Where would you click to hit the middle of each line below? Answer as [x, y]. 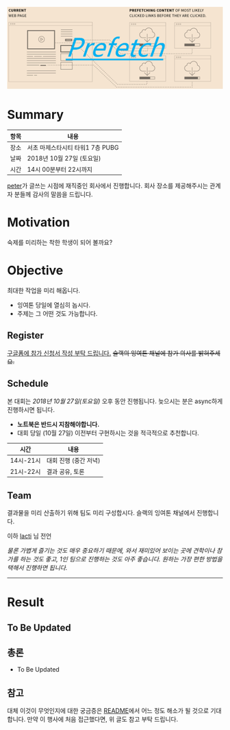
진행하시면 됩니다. [31, 409]
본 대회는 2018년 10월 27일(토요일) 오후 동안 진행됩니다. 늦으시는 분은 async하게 [115, 401]
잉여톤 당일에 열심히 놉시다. [54, 305]
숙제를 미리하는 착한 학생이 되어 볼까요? [60, 242]
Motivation [39, 223]
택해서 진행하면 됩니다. [37, 567]
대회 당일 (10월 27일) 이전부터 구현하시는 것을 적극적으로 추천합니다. [108, 433]
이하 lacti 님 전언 [29, 536]
